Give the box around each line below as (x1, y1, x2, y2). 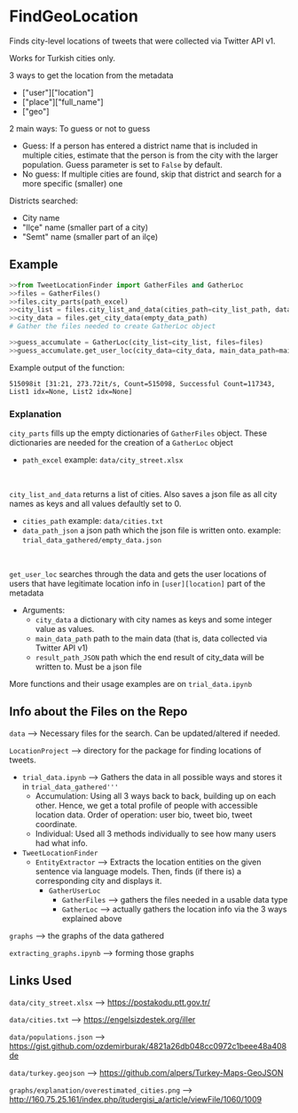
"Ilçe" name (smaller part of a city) (21, 222, 149, 233)
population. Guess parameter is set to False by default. (21, 159, 223, 170)
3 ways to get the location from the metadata (9, 69, 174, 81)
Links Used (9, 974, 73, 989)
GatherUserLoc (48, 886, 101, 896)
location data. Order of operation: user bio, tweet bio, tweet (35, 809, 253, 820)
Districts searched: (9, 195, 78, 206)
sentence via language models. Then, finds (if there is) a (35, 865, 242, 876)
